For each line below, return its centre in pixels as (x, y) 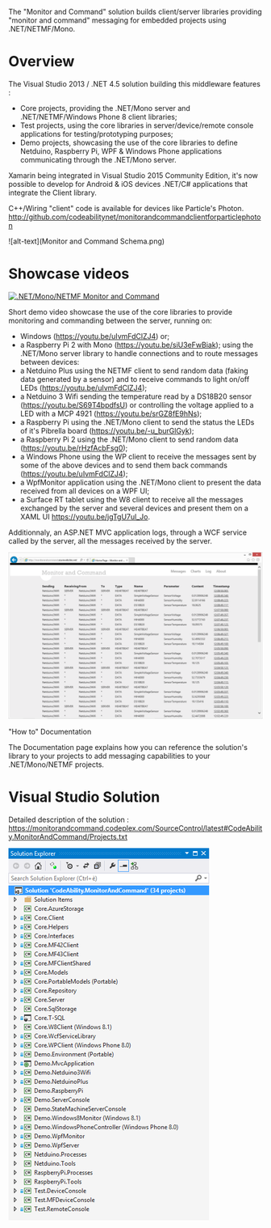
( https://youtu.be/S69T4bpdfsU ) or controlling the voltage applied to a (137, 404)
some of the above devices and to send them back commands (124, 465)
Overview (42, 62)
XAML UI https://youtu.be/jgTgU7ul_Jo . (85, 516)
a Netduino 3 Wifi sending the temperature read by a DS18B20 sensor (136, 396)
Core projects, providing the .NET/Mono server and (105, 108)
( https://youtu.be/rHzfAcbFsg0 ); (74, 447)
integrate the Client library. (52, 193)
